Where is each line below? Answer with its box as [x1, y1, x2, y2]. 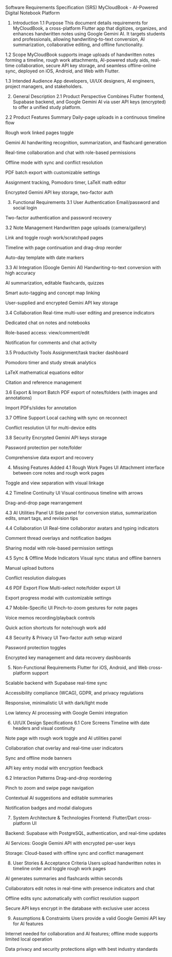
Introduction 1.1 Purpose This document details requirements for [12, 20, 148, 26]
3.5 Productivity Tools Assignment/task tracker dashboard [5, 349, 128, 355]
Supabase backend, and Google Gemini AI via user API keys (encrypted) [12, 99, 166, 105]
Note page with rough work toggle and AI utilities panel [5, 735, 122, 741]
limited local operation [5, 936, 52, 942]
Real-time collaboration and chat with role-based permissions [5, 149, 136, 156]
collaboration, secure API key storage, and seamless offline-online [15, 63, 156, 68]
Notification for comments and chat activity [5, 340, 97, 346]
